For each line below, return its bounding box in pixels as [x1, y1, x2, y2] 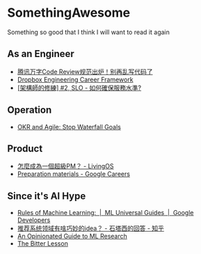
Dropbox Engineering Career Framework [17, 75, 134, 84]
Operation [7, 104, 52, 116]
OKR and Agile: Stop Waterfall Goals [17, 122, 122, 131]
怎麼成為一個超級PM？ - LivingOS [17, 162, 114, 170]
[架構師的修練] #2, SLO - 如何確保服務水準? [17, 84, 142, 92]
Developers [17, 216, 51, 224]
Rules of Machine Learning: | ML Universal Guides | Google [17, 209, 194, 217]
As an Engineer [7, 48, 74, 60]
